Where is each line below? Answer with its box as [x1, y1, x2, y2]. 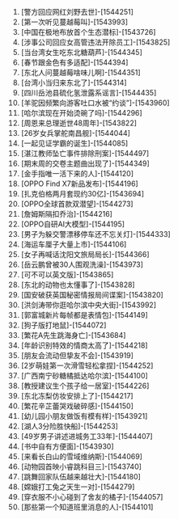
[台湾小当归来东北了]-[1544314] [20, 78, 128, 87]
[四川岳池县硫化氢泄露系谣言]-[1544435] [20, 88, 157, 97]
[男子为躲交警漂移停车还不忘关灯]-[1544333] [20, 230, 171, 238]
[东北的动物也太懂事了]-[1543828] [20, 280, 136, 289]
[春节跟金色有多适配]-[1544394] [20, 57, 129, 67]
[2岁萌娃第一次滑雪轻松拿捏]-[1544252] [20, 361, 154, 370]
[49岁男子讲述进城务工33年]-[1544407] [20, 432, 153, 441]
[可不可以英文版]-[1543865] [20, 270, 114, 279]
